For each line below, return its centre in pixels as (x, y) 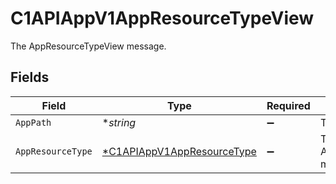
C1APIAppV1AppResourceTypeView (162, 18)
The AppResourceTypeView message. (88, 46)
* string (119, 122)
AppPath (33, 122)
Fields (30, 77)
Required (288, 105)
